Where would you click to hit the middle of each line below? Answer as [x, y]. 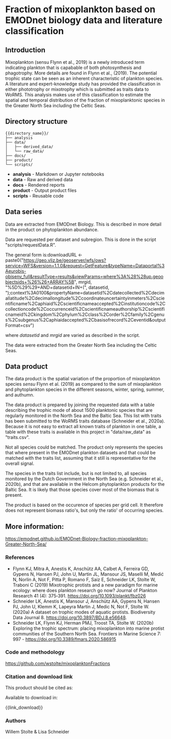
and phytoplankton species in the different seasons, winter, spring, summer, [85, 389]
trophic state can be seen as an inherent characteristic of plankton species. [84, 78]
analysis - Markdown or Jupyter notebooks [58, 174]
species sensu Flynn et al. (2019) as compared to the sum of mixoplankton [83, 384]
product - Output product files [45, 190]
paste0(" [15, 260]
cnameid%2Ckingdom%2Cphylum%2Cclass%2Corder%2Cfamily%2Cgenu [85, 314]
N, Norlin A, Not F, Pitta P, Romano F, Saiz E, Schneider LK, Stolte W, [84, 579]
